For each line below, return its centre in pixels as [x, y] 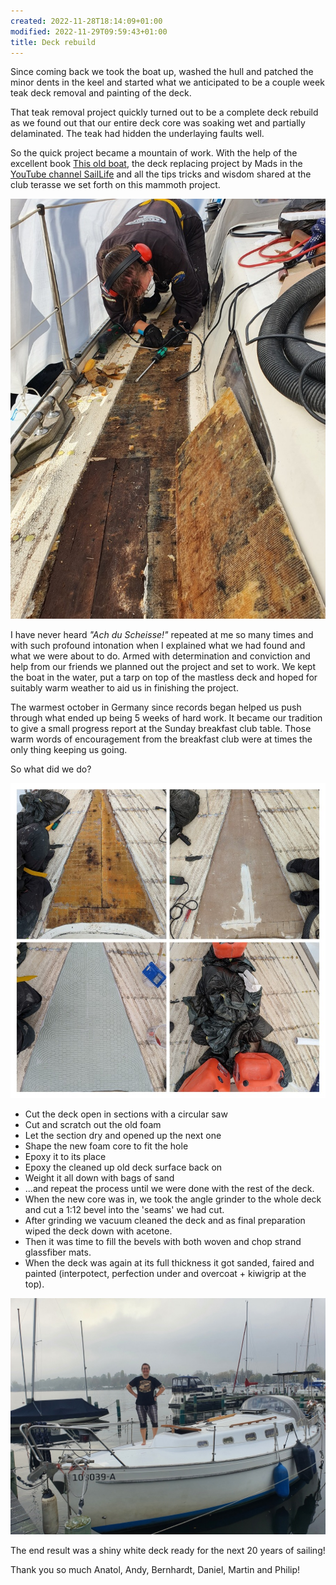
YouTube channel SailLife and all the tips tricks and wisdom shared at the [161, 174]
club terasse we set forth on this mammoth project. [115, 185]
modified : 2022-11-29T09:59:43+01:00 [89, 31]
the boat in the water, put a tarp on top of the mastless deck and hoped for [164, 677]
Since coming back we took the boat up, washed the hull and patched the [162, 72]
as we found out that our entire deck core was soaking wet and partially [158, 123]
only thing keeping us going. [69, 750]
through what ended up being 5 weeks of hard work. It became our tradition [166, 718]
